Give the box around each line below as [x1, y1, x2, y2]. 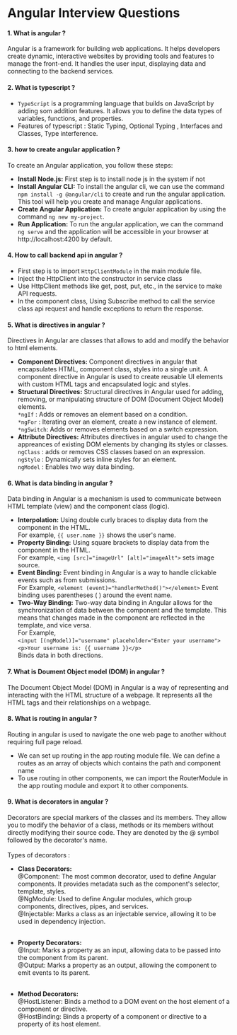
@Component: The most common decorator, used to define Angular [17, 872, 216, 881]
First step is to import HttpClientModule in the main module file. [17, 267, 202, 275]
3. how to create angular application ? [7, 145, 120, 154]
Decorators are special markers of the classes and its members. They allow [7, 814, 227, 822]
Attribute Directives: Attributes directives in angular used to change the [17, 433, 229, 441]
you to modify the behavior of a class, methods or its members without [7, 821, 214, 829]
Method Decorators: [17, 990, 79, 998]
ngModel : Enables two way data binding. [17, 463, 135, 471]
